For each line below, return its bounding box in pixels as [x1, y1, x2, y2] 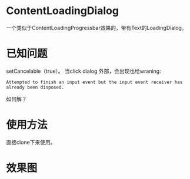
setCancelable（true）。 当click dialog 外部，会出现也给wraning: [6, 67, 161, 75]
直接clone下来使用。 [6, 139, 56, 146]
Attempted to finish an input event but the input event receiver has [6, 79, 183, 85]
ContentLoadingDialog [6, 4, 119, 18]
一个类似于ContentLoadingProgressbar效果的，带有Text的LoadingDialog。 [6, 24, 187, 31]
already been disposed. [6, 84, 65, 90]
